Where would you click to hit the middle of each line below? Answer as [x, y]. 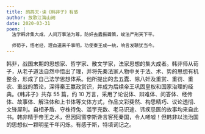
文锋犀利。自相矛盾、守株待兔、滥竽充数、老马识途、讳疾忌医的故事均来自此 [103, 109]
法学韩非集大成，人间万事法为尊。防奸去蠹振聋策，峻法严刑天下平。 [85, 35]
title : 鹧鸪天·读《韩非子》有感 [42, 12]
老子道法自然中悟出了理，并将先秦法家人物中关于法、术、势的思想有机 [110, 71]
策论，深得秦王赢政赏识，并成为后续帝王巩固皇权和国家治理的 [110, 86]
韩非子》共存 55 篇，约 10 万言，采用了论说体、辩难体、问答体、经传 [106, 94]
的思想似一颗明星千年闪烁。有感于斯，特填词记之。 [70, 125]
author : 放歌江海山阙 [31, 18]
